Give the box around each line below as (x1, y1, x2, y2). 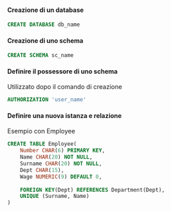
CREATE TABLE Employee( (7, 140, 77, 147)
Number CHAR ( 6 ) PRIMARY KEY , (20, 147, 106, 154)
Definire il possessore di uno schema (7, 67, 118, 75)
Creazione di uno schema (7, 36, 84, 45)
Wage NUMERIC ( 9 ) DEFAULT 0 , (20, 173, 102, 180)
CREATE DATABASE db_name (7, 21, 80, 28)
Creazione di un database (7, 6, 84, 14)
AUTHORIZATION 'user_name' (7, 96, 87, 103)
